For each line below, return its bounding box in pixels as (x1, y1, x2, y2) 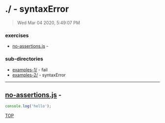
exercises (5, 32, 29, 39)
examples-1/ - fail (12, 66, 48, 72)
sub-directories (5, 56, 43, 62)
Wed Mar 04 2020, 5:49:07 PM (17, 20, 80, 26)
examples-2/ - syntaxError (12, 72, 66, 78)
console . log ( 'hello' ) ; (5, 104, 52, 109)
